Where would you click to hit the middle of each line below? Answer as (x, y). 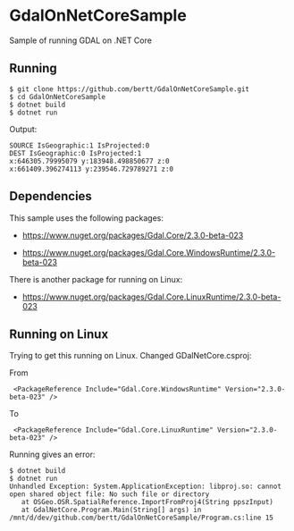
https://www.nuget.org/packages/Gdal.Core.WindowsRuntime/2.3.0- (149, 252)
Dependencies (50, 196)
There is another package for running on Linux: (96, 279)
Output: (23, 129)
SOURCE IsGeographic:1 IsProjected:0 (80, 145)
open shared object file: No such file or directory (109, 494)
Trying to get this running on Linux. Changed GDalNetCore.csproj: (130, 356)
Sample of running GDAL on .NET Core (80, 40)
